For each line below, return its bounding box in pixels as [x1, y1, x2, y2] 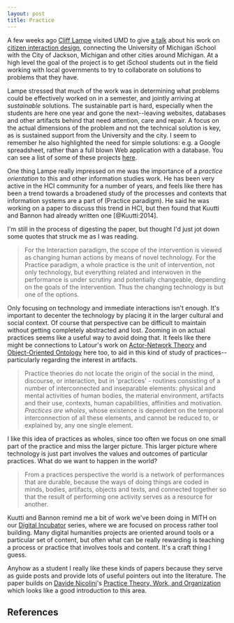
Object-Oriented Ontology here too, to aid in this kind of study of [7, 348, 193, 356]
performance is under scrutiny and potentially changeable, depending [24, 275, 226, 283]
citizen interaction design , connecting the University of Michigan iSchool [7, 43, 217, 52]
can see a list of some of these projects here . [7, 153, 138, 161]
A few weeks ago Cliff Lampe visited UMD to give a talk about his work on [7, 36, 220, 44]
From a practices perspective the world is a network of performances [24, 470, 225, 479]
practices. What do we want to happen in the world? [7, 456, 158, 465]
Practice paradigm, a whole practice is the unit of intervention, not [24, 260, 215, 269]
